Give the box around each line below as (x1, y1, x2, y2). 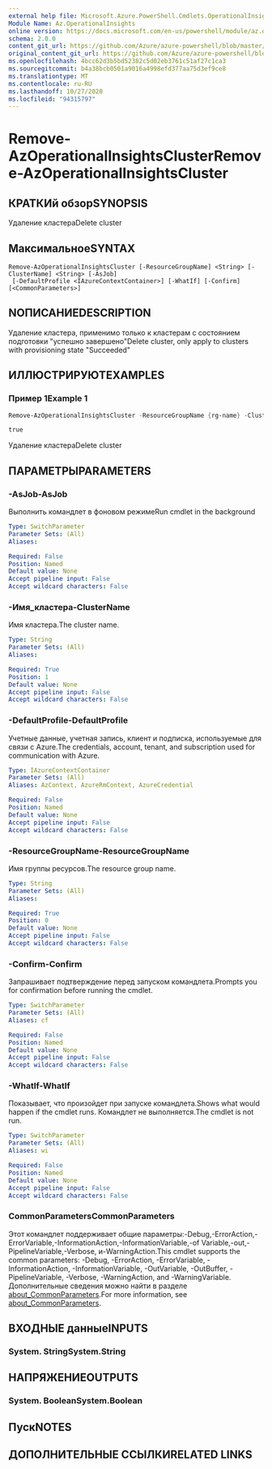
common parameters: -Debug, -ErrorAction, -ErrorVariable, (8, 1255, 206, 1265)
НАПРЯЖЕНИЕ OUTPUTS (8, 1371, 139, 1385)
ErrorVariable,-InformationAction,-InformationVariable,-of (8, 1238, 200, 1248)
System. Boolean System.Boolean (8, 1395, 143, 1407)
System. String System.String (8, 1346, 126, 1357)
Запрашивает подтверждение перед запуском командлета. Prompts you (8, 977, 257, 986)
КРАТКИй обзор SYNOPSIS (8, 196, 148, 210)
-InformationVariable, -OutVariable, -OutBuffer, (71, 1263, 228, 1274)
